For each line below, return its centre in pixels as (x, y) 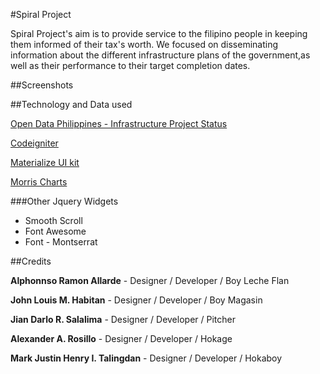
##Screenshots (42, 85)
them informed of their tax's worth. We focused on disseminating (144, 44)
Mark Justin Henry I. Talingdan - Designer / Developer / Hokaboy (146, 358)
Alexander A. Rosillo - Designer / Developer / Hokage (121, 338)
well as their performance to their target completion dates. (130, 65)
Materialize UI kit (45, 162)
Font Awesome (55, 231)
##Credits (31, 261)
